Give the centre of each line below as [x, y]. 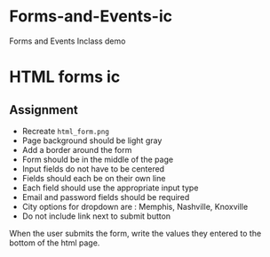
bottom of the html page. [55, 243]
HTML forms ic [65, 77]
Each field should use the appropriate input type [110, 188]
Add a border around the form [77, 149]
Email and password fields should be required [106, 197]
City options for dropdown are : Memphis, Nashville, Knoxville [135, 206]
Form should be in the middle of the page [98, 159]
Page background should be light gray [92, 141]
